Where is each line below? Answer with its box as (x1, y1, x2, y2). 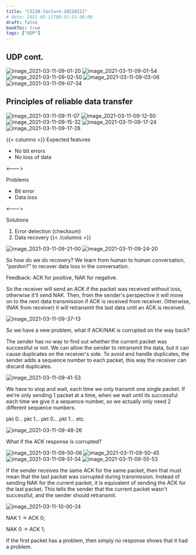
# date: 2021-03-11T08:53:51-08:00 (6, 14, 93, 20)
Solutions (6, 216, 29, 223)
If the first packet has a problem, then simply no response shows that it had (6, 537, 188, 544)
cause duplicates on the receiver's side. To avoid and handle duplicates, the (6, 350, 190, 357)
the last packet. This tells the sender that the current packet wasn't (6, 485, 168, 492)
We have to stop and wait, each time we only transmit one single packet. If (6, 385, 185, 392)
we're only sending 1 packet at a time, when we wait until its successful (6, 391, 178, 398)
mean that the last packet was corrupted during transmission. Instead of (6, 473, 180, 480)
